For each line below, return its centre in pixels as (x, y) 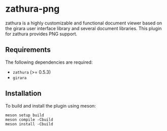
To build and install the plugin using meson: (51, 106)
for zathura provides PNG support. (41, 34)
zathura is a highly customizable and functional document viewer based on (84, 23)
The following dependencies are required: (49, 62)
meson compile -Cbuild (29, 120)
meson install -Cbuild (29, 124)
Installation (23, 94)
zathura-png (32, 9)
